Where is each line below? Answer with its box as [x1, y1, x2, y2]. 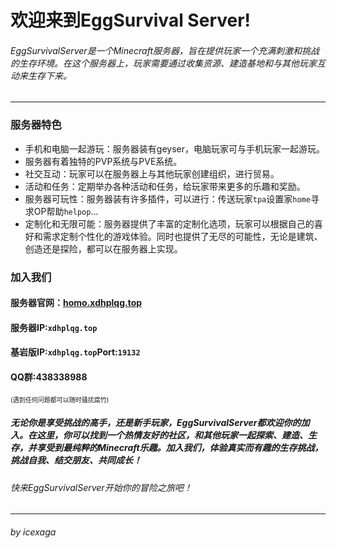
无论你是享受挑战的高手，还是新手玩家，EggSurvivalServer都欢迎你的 [10, 417, 302, 429]
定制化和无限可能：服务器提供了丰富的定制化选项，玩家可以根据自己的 [24, 217, 315, 230]
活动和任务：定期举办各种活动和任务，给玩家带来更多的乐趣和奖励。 [24, 180, 306, 192]
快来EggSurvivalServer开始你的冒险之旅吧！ [10, 481, 193, 493]
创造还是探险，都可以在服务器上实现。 [24, 242, 183, 255]
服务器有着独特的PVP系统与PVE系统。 [24, 155, 183, 167]
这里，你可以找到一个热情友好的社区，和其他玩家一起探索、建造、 [36, 429, 308, 441]
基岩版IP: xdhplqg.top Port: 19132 [10, 346, 141, 358]
